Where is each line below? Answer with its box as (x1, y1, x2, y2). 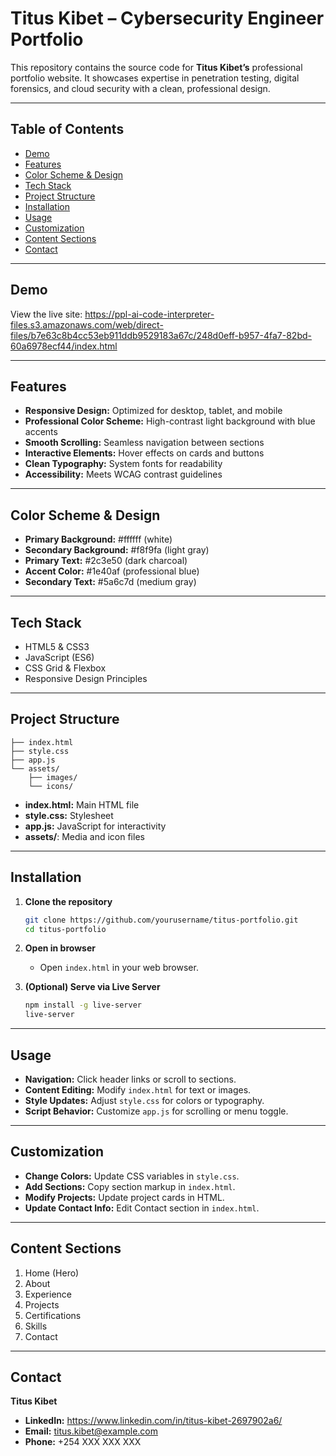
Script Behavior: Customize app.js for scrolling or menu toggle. (24, 1105, 289, 1117)
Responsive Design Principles (24, 673, 148, 684)
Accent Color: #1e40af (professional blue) (24, 565, 200, 577)
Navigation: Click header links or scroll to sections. (24, 1073, 237, 1085)
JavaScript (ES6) (24, 652, 95, 663)
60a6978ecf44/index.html (10, 340, 118, 352)
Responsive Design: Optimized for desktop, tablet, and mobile (24, 405, 283, 417)
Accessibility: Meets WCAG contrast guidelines (24, 468, 223, 481)
